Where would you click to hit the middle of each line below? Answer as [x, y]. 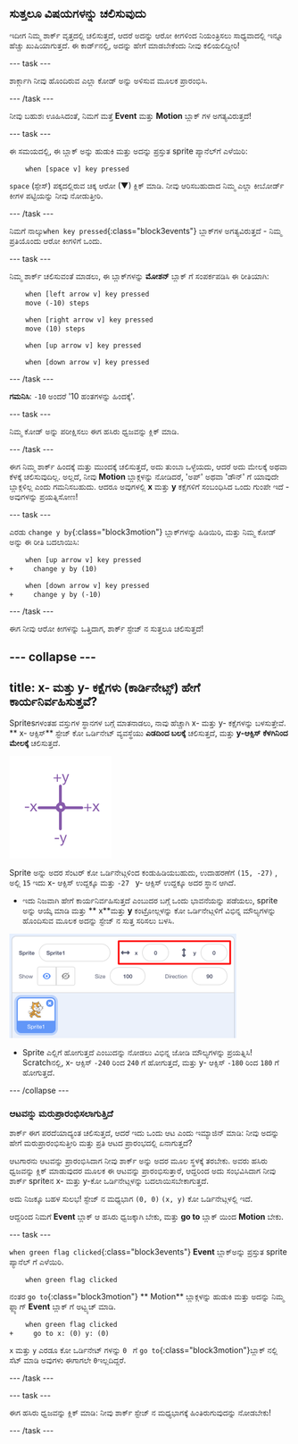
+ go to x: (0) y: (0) [59, 1334]
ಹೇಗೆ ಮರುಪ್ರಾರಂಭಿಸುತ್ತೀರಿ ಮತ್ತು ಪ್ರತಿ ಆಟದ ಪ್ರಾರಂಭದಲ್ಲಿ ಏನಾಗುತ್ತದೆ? [101, 1143]
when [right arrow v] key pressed [89, 320]
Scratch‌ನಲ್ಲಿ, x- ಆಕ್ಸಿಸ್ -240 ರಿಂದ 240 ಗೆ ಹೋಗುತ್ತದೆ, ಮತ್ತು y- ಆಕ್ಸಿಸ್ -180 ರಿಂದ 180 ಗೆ [150, 1062]
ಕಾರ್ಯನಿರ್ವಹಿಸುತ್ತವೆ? [54, 701]
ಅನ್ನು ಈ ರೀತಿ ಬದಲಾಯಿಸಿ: [45, 541]
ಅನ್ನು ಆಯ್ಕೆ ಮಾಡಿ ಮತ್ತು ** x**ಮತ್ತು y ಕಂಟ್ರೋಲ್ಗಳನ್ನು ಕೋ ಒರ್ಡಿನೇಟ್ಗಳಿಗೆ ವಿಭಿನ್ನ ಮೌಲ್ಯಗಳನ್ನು [149, 911]
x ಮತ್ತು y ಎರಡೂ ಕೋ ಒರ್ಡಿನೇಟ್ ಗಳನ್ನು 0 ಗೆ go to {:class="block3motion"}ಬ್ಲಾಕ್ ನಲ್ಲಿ [144, 1350]
